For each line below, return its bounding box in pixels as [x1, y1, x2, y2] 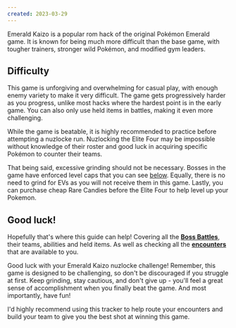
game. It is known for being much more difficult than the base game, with [7, 37, 220, 46]
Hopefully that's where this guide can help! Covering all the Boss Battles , [7, 233, 221, 241]
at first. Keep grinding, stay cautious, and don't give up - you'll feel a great [7, 277, 223, 285]
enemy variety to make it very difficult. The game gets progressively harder [7, 91, 226, 99]
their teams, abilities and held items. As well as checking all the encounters [7, 241, 227, 249]
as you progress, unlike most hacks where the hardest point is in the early [7, 99, 222, 107]
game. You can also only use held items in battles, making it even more [7, 107, 213, 115]
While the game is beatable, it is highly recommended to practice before [7, 128, 217, 136]
